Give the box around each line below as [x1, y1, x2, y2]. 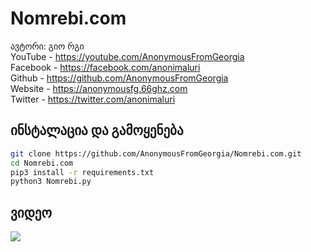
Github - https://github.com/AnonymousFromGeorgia [10, 72, 229, 84]
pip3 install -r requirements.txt [10, 167, 155, 177]
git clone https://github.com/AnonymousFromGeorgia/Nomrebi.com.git [10, 148, 302, 159]
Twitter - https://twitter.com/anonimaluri [10, 93, 176, 105]
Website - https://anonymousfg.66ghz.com [10, 82, 188, 94]
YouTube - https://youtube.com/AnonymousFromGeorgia [10, 50, 245, 62]
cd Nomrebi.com [10, 158, 74, 168]
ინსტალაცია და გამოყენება [10, 122, 184, 139]
